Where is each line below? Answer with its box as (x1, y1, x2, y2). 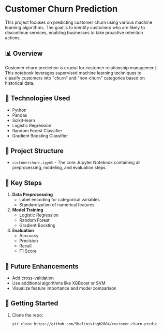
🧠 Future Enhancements (5, 262, 79, 271)
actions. (5, 35, 21, 41)
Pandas (12, 112, 28, 118)
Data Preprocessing (12, 192, 53, 197)
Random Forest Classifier (12, 127, 62, 134)
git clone (12, 321, 32, 326)
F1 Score (19, 248, 37, 254)
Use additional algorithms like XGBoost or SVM (12, 280, 105, 286)
